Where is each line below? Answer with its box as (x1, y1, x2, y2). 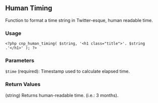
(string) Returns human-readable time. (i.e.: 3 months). (5, 92, 119, 98)
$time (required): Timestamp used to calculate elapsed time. (5, 68, 130, 74)
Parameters (5, 57, 34, 64)
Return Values (5, 81, 41, 88)
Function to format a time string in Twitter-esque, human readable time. (5, 17, 153, 23)
